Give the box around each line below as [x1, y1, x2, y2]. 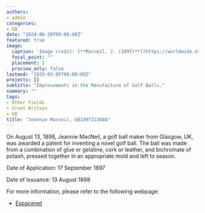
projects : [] [6, 77, 40, 83]
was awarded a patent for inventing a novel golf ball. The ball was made [6, 139, 187, 147]
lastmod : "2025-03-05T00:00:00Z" [6, 71, 92, 77]
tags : [6, 94, 20, 100]
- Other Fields [6, 99, 45, 105]
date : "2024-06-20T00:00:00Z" [6, 32, 84, 38]
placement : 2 [12, 60, 45, 66]
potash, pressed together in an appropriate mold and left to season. [6, 153, 176, 160]
